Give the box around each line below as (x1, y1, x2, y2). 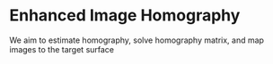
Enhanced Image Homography (9, 5, 241, 26)
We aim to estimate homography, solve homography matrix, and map (9, 35, 265, 45)
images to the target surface (9, 44, 115, 54)
